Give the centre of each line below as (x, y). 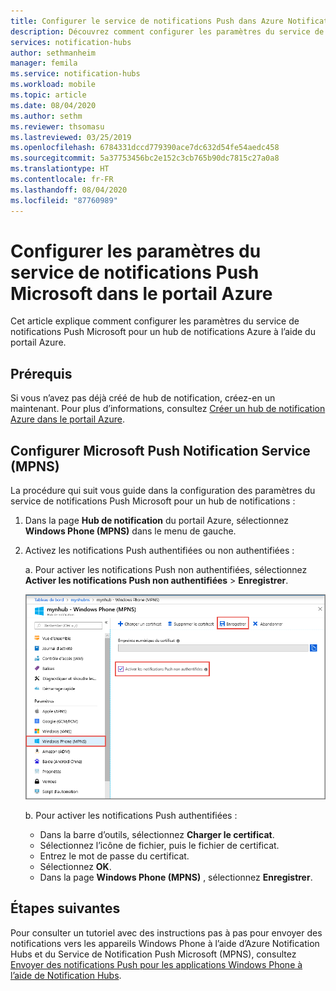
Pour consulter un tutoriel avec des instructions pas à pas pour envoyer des (166, 932)
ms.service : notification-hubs (75, 74)
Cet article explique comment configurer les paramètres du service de (155, 321)
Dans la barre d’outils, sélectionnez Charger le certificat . (157, 835)
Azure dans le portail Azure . (67, 419)
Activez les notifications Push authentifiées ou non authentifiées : (159, 551)
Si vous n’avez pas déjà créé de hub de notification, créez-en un (143, 398)
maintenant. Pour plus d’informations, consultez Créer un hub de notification (168, 409)
